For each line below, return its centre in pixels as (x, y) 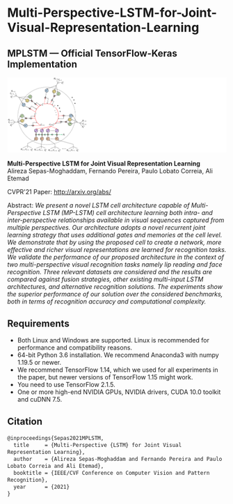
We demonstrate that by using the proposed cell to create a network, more (114, 242)
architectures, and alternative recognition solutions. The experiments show (115, 287)
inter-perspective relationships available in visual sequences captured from (116, 220)
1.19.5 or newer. (39, 363)
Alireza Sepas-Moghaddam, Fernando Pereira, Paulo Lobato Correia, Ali (110, 171)
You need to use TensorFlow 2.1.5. (66, 385)
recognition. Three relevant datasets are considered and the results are (110, 272)
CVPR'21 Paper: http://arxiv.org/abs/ (59, 192)
